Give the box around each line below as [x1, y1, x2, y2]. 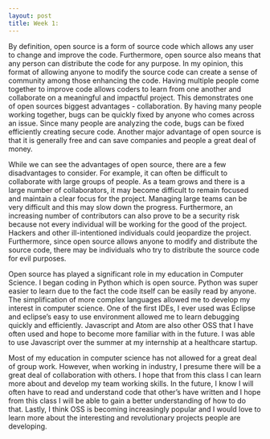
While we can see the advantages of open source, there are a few [8, 159, 227, 169]
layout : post [8, 11, 52, 20]
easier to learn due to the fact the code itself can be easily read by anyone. [8, 286, 257, 296]
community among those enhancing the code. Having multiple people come [8, 76, 260, 85]
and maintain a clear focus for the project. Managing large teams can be [8, 194, 247, 203]
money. [8, 144, 34, 154]
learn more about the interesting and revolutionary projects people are [8, 412, 241, 422]
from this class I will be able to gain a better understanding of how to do [8, 396, 247, 405]
